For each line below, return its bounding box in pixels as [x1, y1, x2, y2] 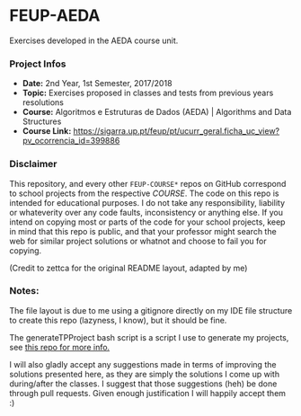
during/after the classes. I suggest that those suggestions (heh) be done [9, 378, 278, 389]
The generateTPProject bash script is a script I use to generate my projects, [9, 332, 289, 342]
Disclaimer [9, 158, 58, 171]
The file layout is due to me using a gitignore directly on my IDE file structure [9, 305, 293, 315]
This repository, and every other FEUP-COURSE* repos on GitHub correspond [9, 178, 287, 189]
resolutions [22, 97, 65, 108]
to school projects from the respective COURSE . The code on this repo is [9, 188, 279, 199]
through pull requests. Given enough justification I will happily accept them [9, 387, 286, 398]
